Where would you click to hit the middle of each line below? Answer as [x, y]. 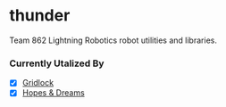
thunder [40, 16]
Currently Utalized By [57, 63]
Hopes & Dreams [53, 93]
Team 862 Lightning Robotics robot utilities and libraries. [113, 40]
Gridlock [38, 83]
